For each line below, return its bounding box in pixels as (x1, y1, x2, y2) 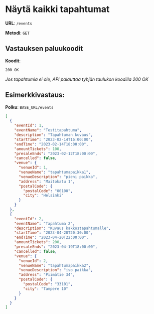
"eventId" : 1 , (14, 123, 44, 128)
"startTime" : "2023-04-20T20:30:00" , (14, 230, 93, 235)
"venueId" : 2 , (18, 258, 49, 263)
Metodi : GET (5, 30, 30, 36)
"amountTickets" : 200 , (14, 240, 62, 245)
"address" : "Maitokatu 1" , (18, 179, 75, 184)
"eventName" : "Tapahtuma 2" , (14, 221, 75, 226)
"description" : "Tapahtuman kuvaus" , (14, 132, 93, 137)
